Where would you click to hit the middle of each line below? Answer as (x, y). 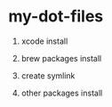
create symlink (48, 75)
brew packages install (61, 58)
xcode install (44, 41)
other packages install (62, 93)
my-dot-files (56, 16)
